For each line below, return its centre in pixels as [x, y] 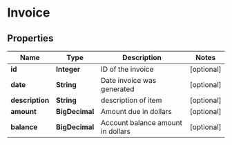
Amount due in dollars [137, 112]
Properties [30, 38]
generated [118, 89]
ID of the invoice [127, 69]
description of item [132, 100]
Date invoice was [129, 80]
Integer [68, 69]
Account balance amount [142, 123]
